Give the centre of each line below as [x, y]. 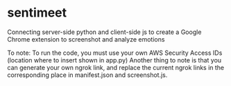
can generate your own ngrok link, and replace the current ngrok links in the [116, 67]
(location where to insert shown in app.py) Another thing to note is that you [114, 60]
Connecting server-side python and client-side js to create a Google [104, 32]
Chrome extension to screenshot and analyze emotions [86, 39]
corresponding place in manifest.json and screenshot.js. [87, 75]
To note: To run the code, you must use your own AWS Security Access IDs [115, 53]
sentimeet [37, 13]
